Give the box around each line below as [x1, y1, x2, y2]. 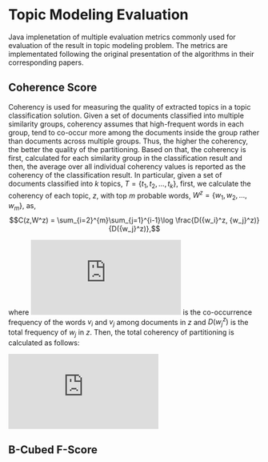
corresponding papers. [8, 58, 84, 67]
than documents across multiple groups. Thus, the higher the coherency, [8, 136, 249, 146]
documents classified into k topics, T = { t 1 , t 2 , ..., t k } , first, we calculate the [8, 179, 252, 190]
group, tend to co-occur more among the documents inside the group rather [8, 127, 260, 137]
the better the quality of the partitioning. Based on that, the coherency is [8, 144, 246, 154]
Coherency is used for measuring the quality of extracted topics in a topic [8, 102, 251, 111]
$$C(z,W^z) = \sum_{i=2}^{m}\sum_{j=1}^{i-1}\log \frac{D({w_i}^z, [9, 215, 228, 225]
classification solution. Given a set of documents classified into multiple [8, 110, 244, 120]
